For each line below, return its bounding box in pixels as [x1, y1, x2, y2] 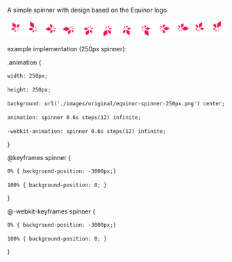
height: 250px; [7, 86, 51, 93]
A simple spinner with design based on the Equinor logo [7, 6, 167, 14]
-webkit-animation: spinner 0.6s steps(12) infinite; [7, 128, 167, 134]
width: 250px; [7, 72, 49, 79]
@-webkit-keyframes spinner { [7, 207, 96, 216]
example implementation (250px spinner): [7, 44, 127, 53]
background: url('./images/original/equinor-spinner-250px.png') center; [7, 100, 226, 107]
